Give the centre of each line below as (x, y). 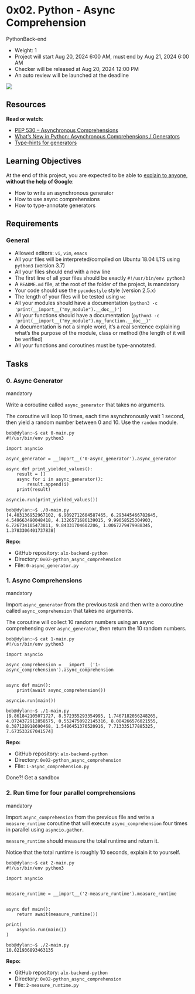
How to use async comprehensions (57, 199)
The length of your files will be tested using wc (70, 297)
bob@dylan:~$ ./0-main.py (37, 510)
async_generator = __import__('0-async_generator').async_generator (91, 459)
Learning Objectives (44, 161)
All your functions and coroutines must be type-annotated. (85, 345)
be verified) (28, 339)
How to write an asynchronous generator (64, 193)
